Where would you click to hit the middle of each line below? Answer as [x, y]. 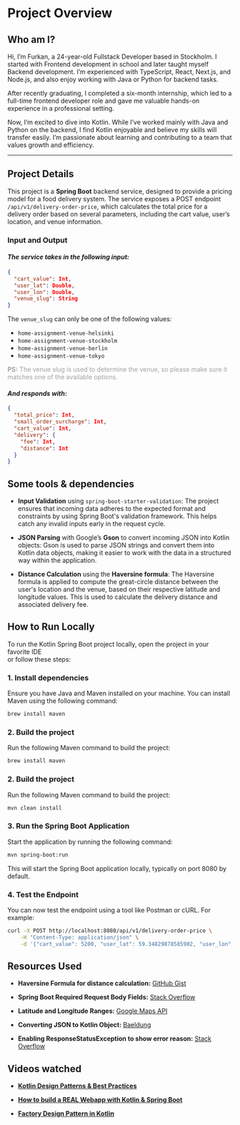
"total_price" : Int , [44, 415]
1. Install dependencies [48, 677]
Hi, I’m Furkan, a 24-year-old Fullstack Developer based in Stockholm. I [112, 56]
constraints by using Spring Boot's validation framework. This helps [117, 516]
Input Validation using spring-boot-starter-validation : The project [118, 501]
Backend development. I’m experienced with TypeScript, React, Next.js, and [119, 72]
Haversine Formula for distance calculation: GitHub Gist [102, 984]
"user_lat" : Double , [44, 286]
